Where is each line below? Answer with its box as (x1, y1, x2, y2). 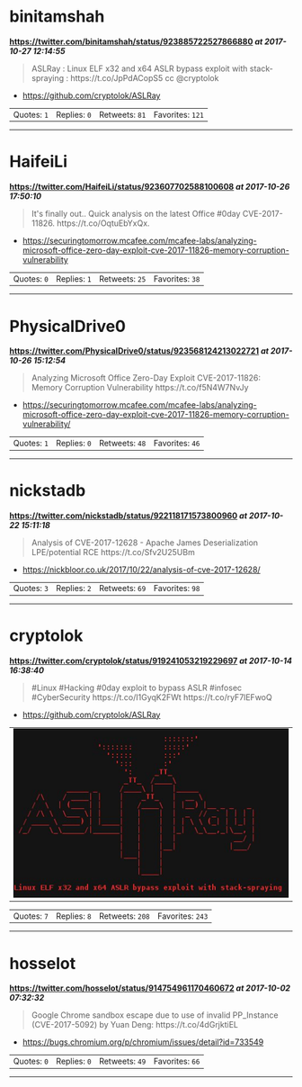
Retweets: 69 (98, 583, 147, 594)
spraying (31, 72, 65, 83)
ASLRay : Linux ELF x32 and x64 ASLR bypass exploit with (31, 63, 248, 74)
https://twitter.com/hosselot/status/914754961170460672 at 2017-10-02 (9, 983, 290, 993)
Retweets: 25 (98, 273, 147, 284)
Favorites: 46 (153, 438, 200, 449)
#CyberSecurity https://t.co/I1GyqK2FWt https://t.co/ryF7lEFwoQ (31, 691, 272, 703)
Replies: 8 (56, 911, 92, 921)
